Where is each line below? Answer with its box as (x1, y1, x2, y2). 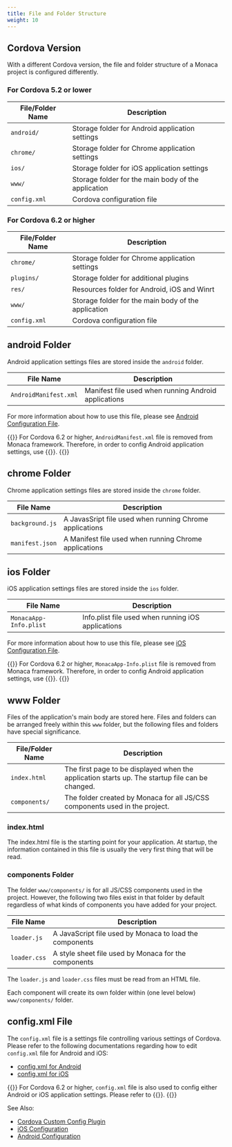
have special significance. (7, 728, 81, 736)
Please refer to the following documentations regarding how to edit (7, 1041, 197, 1049)
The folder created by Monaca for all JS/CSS (64, 793, 210, 803)
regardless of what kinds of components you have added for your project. (7, 901, 217, 909)
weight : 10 (7, 17, 39, 24)
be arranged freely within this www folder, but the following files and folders (7, 721, 219, 729)
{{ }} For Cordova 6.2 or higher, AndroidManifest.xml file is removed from (7, 433, 213, 441)
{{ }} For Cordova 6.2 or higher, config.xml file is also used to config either (7, 1083, 217, 1091)
